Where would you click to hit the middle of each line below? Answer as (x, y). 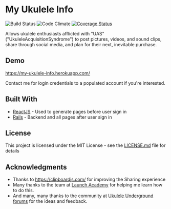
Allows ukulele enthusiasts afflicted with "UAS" (55, 33)
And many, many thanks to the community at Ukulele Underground (83, 196)
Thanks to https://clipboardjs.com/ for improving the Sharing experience (89, 179)
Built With (21, 99)
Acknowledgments (36, 167)
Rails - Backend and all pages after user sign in (62, 117)
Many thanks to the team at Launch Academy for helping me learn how (88, 185)
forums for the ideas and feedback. (50, 201)
